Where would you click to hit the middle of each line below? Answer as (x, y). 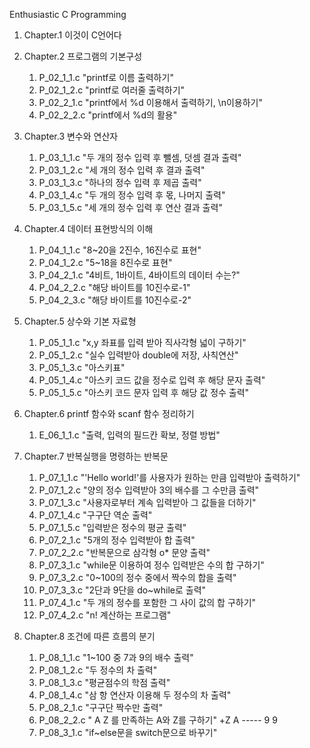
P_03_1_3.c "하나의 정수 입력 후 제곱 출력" (120, 182)
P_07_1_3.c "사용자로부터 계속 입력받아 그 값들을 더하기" (147, 502)
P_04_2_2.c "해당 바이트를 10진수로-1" (114, 287)
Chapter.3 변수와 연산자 (71, 136)
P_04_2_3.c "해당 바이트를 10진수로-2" (115, 300)
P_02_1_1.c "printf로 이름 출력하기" (106, 77)
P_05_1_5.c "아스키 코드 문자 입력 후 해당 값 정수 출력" (144, 392)
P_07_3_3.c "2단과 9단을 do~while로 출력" (122, 590)
